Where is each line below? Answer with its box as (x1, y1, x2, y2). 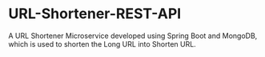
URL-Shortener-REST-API (8, 5, 182, 23)
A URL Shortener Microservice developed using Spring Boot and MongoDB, (8, 31, 258, 40)
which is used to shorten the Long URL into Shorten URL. (8, 39, 196, 48)
